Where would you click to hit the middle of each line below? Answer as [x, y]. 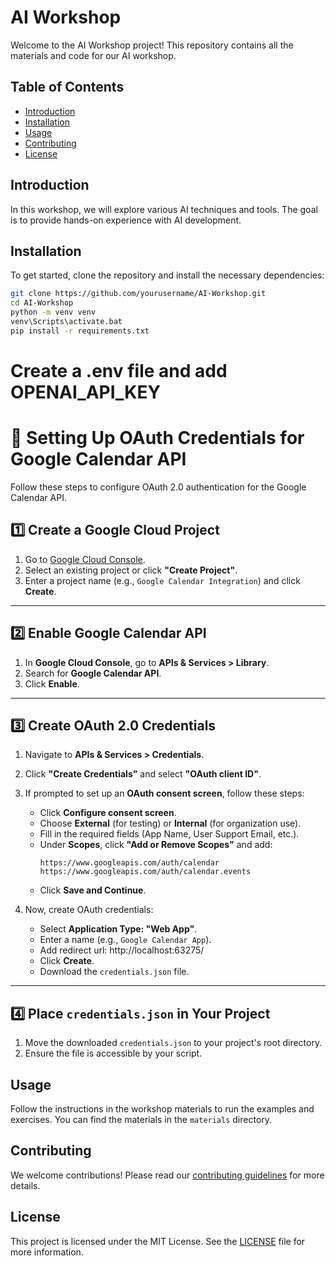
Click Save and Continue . [93, 890]
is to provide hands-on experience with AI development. [126, 220]
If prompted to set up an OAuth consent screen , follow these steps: [164, 793]
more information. [47, 1252]
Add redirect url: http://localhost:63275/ [122, 950]
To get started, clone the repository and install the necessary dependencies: [167, 275]
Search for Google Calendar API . [93, 673]
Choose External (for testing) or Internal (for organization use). [170, 823]
